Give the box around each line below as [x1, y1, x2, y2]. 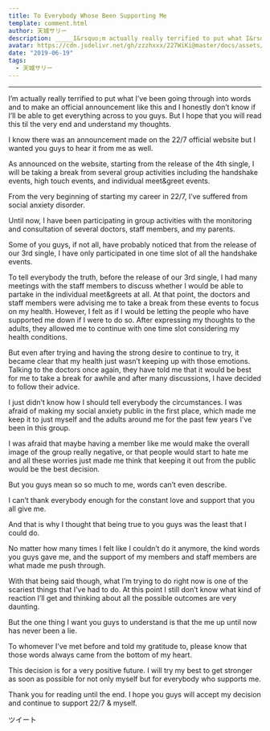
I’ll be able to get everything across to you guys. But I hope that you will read [8, 110, 262, 120]
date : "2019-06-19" [8, 49, 74, 57]
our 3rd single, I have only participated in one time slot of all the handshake [8, 248, 258, 258]
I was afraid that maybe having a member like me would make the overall [8, 439, 250, 448]
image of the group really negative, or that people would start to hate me [8, 447, 249, 456]
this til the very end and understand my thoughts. [8, 119, 171, 129]
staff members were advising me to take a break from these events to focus [8, 298, 260, 308]
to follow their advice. [8, 382, 80, 391]
